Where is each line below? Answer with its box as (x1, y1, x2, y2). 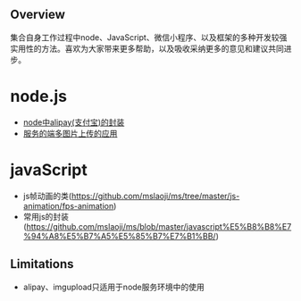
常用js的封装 (22, 211, 70, 222)
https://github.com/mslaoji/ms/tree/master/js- (71, 190, 240, 201)
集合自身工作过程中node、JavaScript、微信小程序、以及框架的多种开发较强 (10, 31, 288, 43)
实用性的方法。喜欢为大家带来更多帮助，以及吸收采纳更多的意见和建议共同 (10, 43, 284, 54)
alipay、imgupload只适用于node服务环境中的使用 (22, 281, 205, 292)
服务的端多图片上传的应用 (22, 128, 118, 138)
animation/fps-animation (22, 200, 114, 211)
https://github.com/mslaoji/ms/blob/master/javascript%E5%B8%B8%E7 (26, 221, 292, 231)
